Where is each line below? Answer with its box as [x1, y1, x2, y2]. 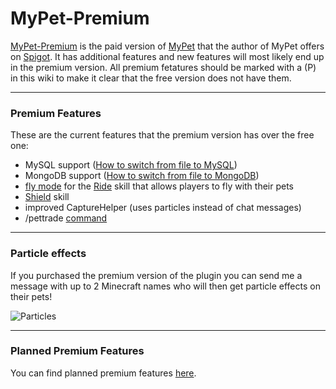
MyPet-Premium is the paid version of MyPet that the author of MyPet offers [10, 40, 325, 52]
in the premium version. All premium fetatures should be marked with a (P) [10, 61, 317, 73]
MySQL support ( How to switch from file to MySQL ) [24, 159, 238, 171]
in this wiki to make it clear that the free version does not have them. [10, 72, 292, 84]
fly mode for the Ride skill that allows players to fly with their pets [24, 180, 295, 192]
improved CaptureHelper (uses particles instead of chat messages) [24, 202, 302, 214]
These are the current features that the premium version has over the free [10, 129, 315, 141]
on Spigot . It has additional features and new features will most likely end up [10, 50, 325, 62]
